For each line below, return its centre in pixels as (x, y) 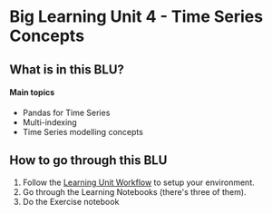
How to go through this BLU (88, 160)
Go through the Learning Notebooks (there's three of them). (134, 191)
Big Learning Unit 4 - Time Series (136, 17)
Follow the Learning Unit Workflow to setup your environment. (139, 182)
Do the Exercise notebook (71, 201)
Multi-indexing (49, 122)
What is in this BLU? (67, 69)
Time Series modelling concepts (83, 131)
